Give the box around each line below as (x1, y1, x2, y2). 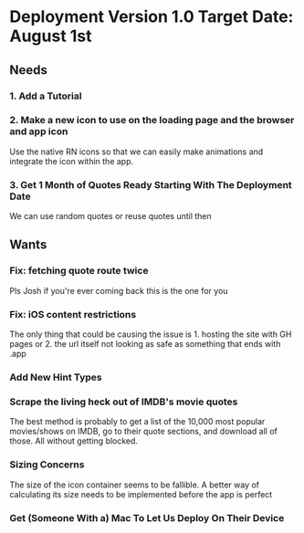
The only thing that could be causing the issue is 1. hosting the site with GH (9, 329, 292, 340)
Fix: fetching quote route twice (9, 265, 149, 277)
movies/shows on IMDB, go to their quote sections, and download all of (9, 426, 278, 437)
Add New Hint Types (9, 371, 102, 383)
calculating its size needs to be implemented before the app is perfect (9, 488, 273, 499)
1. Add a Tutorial (9, 89, 82, 102)
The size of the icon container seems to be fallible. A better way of (9, 479, 260, 490)
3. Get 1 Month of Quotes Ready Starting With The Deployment (9, 178, 292, 191)
